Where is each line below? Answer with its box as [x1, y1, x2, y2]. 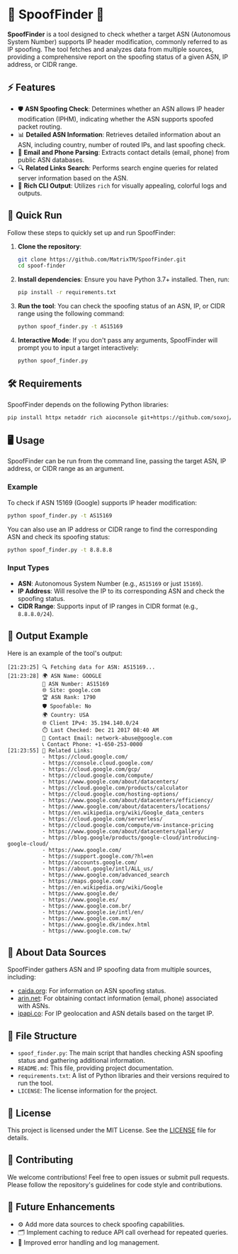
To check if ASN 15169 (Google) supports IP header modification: [7, 498, 197, 507]
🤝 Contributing [7, 1154, 74, 1166]
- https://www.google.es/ [42, 896, 119, 903]
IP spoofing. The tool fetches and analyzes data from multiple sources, [7, 45, 214, 53]
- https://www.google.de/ [42, 890, 119, 897]
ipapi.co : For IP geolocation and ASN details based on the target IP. [17, 1009, 214, 1018]
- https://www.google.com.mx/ [42, 914, 132, 922]
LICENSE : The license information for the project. [17, 1086, 158, 1095]
